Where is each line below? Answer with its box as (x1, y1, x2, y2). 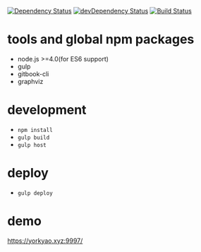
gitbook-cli (17, 69, 49, 78)
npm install (17, 126, 53, 133)
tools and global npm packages (7, 32, 195, 47)
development (7, 102, 87, 118)
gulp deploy (17, 189, 53, 197)
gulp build (17, 134, 50, 141)
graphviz (17, 77, 44, 85)
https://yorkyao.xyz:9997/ (7, 236, 83, 245)
